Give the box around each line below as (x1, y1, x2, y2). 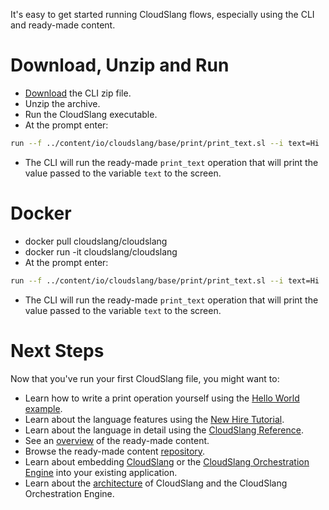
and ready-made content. (10, 19, 116, 31)
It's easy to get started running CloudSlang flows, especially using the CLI (10, 9, 315, 20)
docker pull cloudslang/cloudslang (24, 235, 168, 247)
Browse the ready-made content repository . (24, 445, 206, 457)
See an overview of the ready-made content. (24, 434, 210, 446)
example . (24, 402, 63, 414)
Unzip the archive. (24, 97, 101, 109)
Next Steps (10, 339, 105, 362)
